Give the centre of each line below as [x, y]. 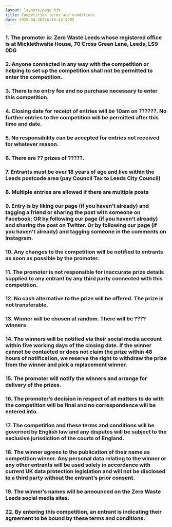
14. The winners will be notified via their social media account [84, 339]
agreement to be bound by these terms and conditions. [75, 518]
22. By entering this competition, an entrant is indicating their [83, 512]
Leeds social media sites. [37, 498]
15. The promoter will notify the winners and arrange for [76, 378]
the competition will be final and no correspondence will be [81, 405]
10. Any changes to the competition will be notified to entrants [84, 251]
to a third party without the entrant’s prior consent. [70, 478]
